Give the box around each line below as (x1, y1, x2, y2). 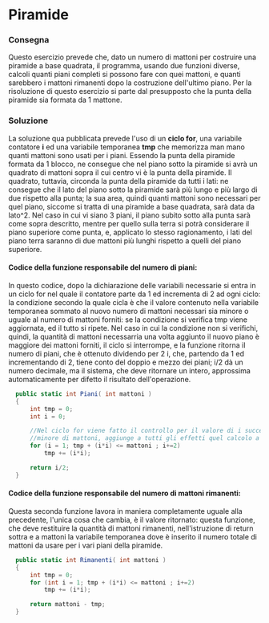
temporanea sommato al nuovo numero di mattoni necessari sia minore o (8, 306, 249, 316)
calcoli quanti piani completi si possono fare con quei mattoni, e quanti (8, 70, 242, 79)
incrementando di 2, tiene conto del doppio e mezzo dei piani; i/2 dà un (8, 357, 243, 367)
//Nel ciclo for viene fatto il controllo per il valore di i (29, 427, 242, 435)
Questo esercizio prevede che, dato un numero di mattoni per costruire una (8, 52, 257, 62)
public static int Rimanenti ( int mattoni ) (15, 556, 167, 564)
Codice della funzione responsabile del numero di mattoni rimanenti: (8, 488, 242, 499)
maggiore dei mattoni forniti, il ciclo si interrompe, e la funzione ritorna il (8, 340, 246, 350)
